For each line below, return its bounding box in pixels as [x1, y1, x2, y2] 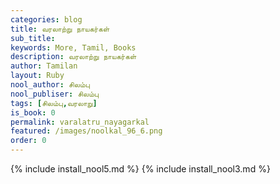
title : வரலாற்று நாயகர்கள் [10, 24, 110, 34]
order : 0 [10, 136, 47, 146]
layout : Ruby [10, 71, 65, 81]
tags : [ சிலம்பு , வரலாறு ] [10, 98, 98, 108]
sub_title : [10, 33, 56, 43]
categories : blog [10, 14, 83, 25]
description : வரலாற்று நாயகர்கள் [10, 52, 137, 62]
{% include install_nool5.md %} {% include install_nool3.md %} [10, 163, 271, 175]
